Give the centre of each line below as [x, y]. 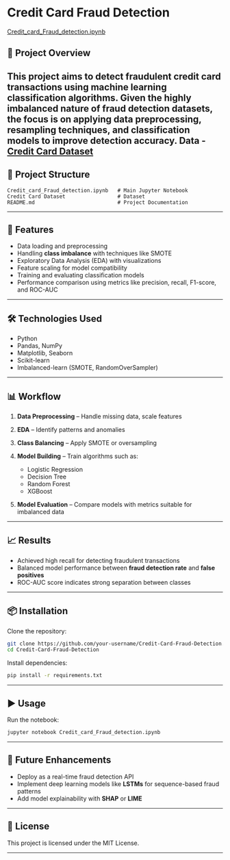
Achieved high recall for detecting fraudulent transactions [98, 560]
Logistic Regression [55, 469]
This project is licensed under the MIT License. [73, 843]
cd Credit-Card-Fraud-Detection [53, 650]
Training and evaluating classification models [81, 275]
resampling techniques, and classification [99, 130]
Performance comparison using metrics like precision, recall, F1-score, [117, 283]
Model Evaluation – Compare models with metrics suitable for [104, 504]
